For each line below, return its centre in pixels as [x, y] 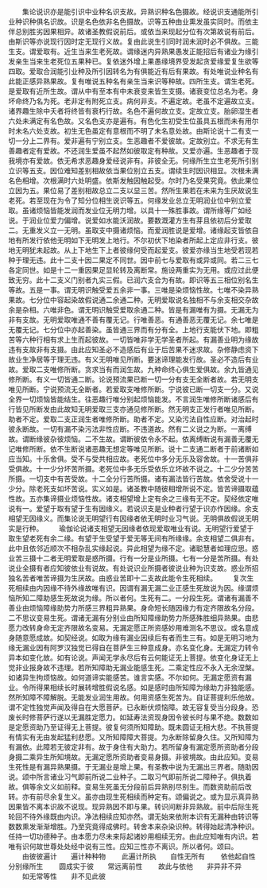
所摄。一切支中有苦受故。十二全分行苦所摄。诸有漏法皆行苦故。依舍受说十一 [133, 479]
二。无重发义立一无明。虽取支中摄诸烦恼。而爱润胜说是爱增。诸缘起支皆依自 [133, 230]
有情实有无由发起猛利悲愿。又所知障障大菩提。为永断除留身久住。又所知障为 [133, 737]
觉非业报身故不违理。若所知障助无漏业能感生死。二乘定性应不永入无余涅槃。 [133, 667]
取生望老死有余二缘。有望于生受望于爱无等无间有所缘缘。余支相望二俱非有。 [133, 538]
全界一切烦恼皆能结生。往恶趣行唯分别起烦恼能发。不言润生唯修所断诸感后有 [133, 399]
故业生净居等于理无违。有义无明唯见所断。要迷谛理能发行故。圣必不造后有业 [133, 359]
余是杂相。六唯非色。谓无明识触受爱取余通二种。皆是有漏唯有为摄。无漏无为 [133, 310]
